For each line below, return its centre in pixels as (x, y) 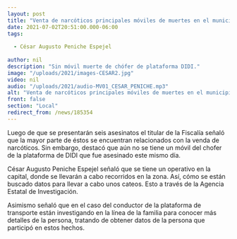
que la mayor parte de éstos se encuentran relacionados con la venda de (114, 140)
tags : (15, 34)
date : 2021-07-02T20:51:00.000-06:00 (63, 27)
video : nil (23, 80)
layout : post (26, 14)
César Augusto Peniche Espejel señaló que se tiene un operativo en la (109, 169)
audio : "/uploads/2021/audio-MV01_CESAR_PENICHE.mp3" (88, 86)
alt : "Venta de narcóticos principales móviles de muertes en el (105, 93)
